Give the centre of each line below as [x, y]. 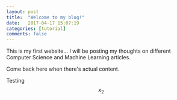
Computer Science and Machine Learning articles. [68, 57]
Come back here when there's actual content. [63, 69]
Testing [16, 81]
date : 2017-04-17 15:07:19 [43, 23]
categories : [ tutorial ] [36, 28]
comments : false [26, 34]
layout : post [23, 12]
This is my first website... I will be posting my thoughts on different [89, 51]
